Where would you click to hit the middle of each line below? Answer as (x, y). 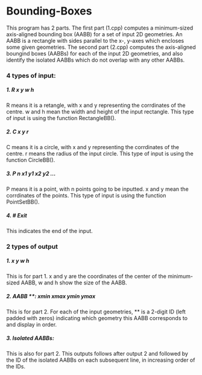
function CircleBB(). (31, 160)
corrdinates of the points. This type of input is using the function (86, 195)
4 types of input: (31, 75)
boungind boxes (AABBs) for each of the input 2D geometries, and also (95, 53)
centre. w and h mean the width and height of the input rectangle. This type (100, 111)
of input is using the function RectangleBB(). (61, 118)
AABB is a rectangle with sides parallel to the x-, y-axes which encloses (95, 40)
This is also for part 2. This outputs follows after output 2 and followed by (97, 353)
